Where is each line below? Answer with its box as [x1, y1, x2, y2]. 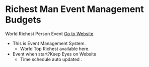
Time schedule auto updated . [20, 56, 82, 62]
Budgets [5, 14, 41, 25]
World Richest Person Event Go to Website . [5, 30, 95, 36]
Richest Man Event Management [5, 3, 144, 15]
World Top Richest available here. [20, 45, 90, 51]
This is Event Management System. [12, 40, 86, 46]
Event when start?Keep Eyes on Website [12, 51, 97, 57]
